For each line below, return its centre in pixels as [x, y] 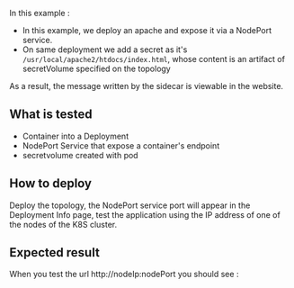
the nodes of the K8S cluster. [63, 224]
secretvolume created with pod [80, 155]
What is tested [51, 115]
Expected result [55, 252]
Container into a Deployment [75, 136]
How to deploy [51, 184]
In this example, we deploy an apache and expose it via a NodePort [147, 30]
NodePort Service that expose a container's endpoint [121, 145]
